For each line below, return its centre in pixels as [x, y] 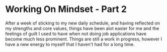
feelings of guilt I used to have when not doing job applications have [76, 33]
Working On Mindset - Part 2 [66, 9]
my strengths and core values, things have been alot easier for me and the [82, 28]
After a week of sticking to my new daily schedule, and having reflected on [82, 23]
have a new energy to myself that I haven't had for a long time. [70, 44]
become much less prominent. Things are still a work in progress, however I [84, 39]
